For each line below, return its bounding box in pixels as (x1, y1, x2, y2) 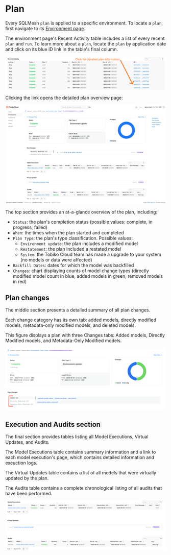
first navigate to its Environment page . (5, 25, 85, 31)
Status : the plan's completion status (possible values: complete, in (12, 219, 153, 225)
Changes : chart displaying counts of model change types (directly (12, 268, 149, 274)
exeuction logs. (5, 460, 37, 466)
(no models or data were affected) (20, 257, 93, 263)
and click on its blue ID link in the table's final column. (5, 46, 118, 52)
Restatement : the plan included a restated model (20, 246, 121, 252)
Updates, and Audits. (5, 439, 50, 445)
